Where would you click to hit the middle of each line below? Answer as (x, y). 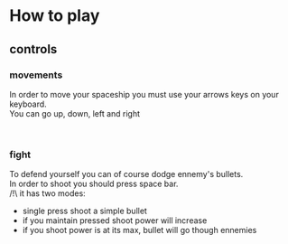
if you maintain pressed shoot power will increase (115, 221)
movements (36, 75)
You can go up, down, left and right (75, 113)
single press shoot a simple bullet (84, 211)
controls (33, 49)
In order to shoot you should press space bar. (94, 184)
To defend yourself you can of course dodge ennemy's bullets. (126, 174)
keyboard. (28, 104)
